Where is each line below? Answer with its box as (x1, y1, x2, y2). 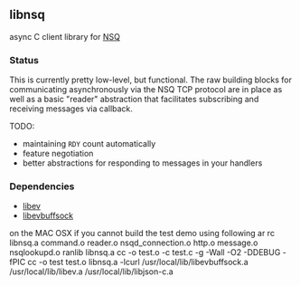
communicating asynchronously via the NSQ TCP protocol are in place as (9, 84, 283, 95)
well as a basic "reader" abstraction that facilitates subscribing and (9, 94, 259, 105)
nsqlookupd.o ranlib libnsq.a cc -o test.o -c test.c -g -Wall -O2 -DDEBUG (9, 247, 281, 258)
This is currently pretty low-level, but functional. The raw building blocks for (9, 74, 292, 85)
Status (9, 53, 39, 66)
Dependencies (9, 180, 75, 193)
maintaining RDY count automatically (22, 138, 156, 149)
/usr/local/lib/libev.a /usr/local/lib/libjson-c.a (9, 266, 173, 277)
